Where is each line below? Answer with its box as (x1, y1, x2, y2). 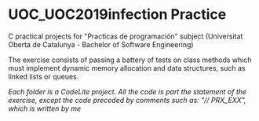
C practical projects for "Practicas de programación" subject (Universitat (8, 31, 243, 41)
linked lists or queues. (8, 71, 79, 81)
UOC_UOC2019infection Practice (8, 5, 227, 24)
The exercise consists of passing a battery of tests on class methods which (8, 55, 253, 64)
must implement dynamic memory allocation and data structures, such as (8, 63, 246, 72)
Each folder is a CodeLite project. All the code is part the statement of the (8, 86, 247, 96)
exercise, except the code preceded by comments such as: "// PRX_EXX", (8, 95, 246, 104)
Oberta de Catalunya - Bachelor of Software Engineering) (8, 39, 194, 49)
